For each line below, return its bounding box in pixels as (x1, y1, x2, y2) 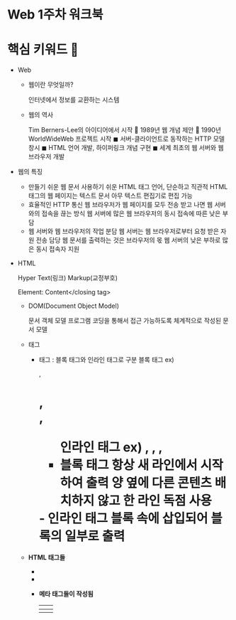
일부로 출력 (64, 528, 125, 545)
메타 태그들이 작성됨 (38, 589, 94, 598)
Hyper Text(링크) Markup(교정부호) (17, 274, 118, 282)
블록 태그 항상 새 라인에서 (60, 457, 198, 474)
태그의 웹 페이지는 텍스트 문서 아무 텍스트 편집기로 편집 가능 (28, 191, 193, 200)
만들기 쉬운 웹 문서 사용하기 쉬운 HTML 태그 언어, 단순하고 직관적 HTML (28, 183, 228, 191)
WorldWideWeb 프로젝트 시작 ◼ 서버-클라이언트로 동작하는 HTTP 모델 (28, 134, 225, 143)
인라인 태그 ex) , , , (60, 439, 163, 456)
